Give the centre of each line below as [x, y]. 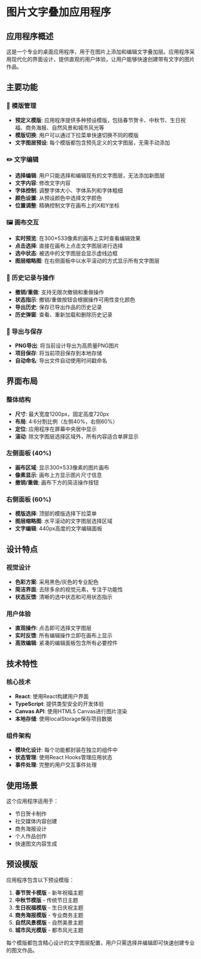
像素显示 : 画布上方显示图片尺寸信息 [58, 475]
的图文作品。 [22, 950]
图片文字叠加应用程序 [59, 12]
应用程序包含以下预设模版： [40, 879]
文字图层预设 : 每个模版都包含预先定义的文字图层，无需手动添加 [92, 142]
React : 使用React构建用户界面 [52, 696]
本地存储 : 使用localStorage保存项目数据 [63, 719]
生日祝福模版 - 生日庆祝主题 [49, 908]
